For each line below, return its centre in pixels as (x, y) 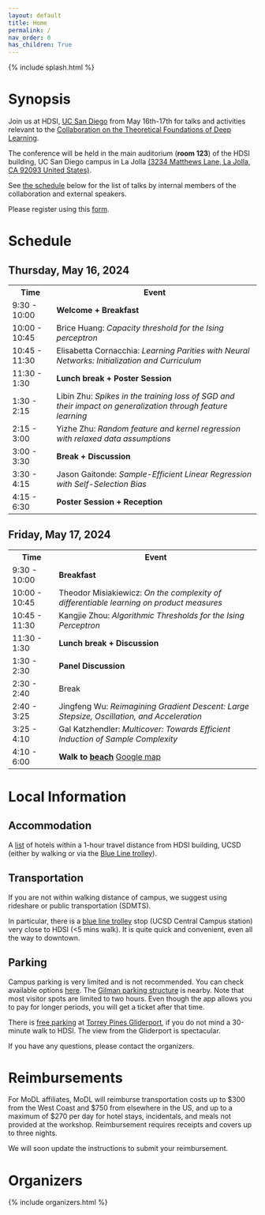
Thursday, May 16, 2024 (69, 270)
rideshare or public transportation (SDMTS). (80, 905)
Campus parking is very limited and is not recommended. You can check (126, 982)
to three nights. (33, 1133)
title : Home (28, 23)
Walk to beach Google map (110, 757)
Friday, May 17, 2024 (60, 535)
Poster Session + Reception (110, 502)
